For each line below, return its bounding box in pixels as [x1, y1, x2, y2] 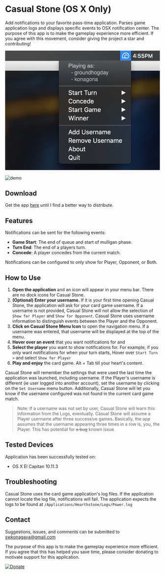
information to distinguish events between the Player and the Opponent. [12, 318, 158, 324]
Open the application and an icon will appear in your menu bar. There [12, 287, 154, 293]
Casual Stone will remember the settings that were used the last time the [5, 370, 152, 376]
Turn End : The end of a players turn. [12, 244, 86, 250]
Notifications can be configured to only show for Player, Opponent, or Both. [5, 259, 158, 265]
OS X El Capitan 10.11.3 [12, 463, 58, 469]
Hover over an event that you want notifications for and [12, 339, 125, 345]
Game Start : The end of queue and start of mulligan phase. [12, 239, 133, 245]
